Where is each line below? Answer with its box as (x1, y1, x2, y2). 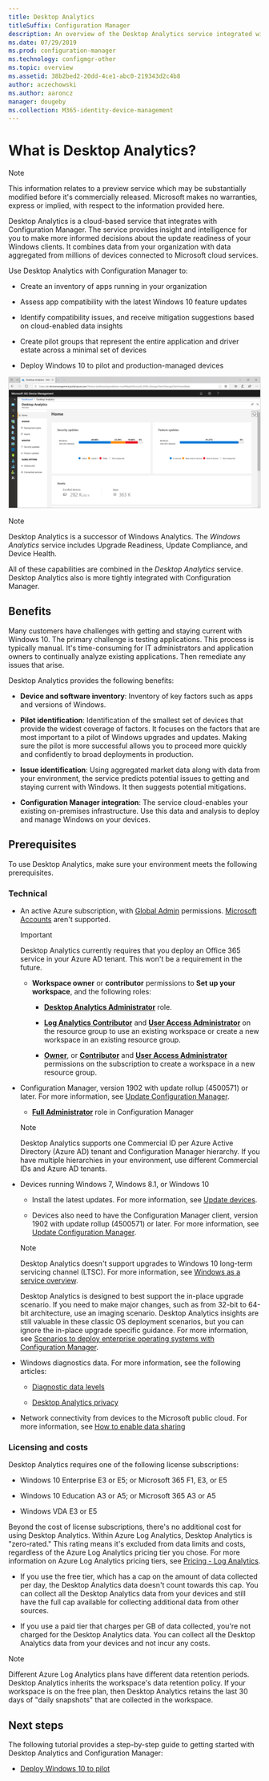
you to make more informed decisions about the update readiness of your (8, 234, 251, 243)
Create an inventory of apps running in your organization (19, 282, 207, 291)
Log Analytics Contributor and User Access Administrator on (43, 1018, 251, 1027)
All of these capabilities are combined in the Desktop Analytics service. (8, 564, 243, 574)
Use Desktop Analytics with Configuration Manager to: (8, 266, 188, 276)
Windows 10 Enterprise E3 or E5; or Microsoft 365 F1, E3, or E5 (19, 1475, 227, 1485)
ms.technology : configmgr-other (8, 55, 116, 63)
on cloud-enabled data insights (19, 321, 123, 331)
